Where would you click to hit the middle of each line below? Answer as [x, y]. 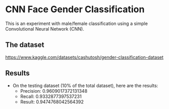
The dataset [25, 45]
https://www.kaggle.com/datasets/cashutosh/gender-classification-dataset [84, 57]
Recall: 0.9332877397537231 [51, 96]
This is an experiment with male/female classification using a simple [77, 23]
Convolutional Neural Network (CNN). [45, 29]
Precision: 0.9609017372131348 [54, 91]
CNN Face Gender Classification [75, 9]
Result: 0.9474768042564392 [52, 102]
